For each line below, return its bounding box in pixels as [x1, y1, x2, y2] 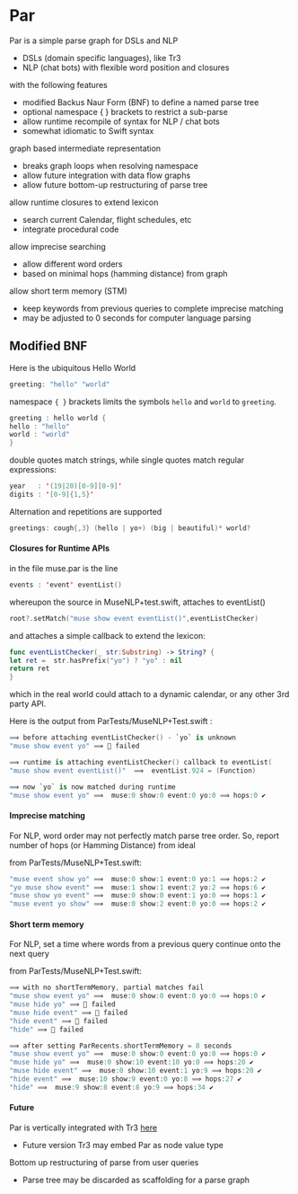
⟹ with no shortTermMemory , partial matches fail [9, 983, 205, 993]
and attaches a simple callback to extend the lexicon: [9, 630, 206, 641]
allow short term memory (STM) [9, 285, 127, 296]
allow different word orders [22, 258, 123, 270]
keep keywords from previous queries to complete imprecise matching [22, 303, 285, 314]
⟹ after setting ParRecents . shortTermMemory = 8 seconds [9, 1041, 232, 1050]
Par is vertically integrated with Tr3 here [9, 1122, 158, 1133]
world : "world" [9, 430, 70, 439]
